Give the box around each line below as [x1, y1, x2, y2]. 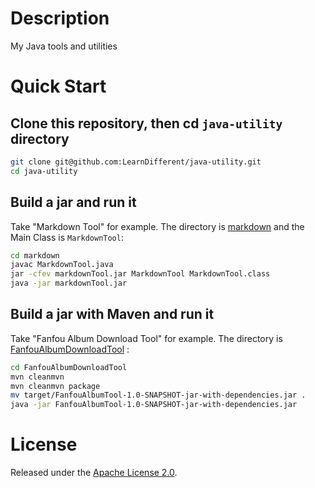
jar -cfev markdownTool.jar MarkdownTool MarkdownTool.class [10, 269, 271, 279]
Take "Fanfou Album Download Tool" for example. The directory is [10, 332, 283, 344]
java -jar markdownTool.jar [10, 278, 128, 289]
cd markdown [10, 250, 60, 261]
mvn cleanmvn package [10, 381, 101, 391]
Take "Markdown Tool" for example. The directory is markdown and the [10, 220, 305, 232]
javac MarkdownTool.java [10, 260, 114, 270]
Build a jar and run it [10, 194, 137, 211]
